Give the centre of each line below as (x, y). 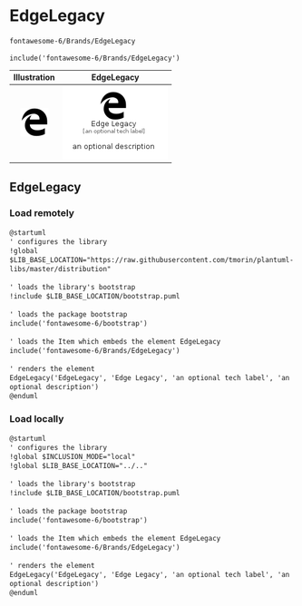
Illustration (34, 77)
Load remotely (42, 212)
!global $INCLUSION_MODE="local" (73, 457)
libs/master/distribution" (60, 269)
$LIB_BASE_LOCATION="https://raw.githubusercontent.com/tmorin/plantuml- (152, 259)
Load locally (37, 418)
